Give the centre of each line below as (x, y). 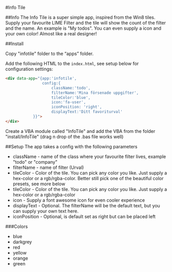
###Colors (17, 226)
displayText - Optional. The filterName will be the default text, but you (86, 205)
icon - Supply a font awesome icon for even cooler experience (79, 200)
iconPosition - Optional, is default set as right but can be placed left (84, 216)
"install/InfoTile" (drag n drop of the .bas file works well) (64, 137)
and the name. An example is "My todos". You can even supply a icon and (83, 28)
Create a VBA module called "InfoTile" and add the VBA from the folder (80, 131)
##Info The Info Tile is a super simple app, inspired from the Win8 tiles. (80, 17)
